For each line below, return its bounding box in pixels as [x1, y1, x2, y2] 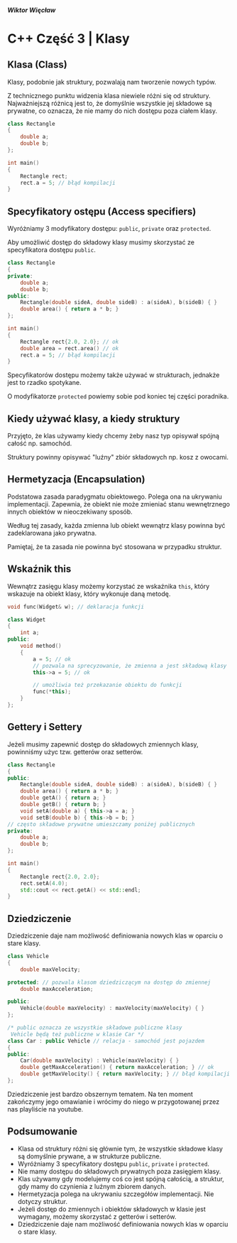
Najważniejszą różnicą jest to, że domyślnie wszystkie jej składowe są [7, 99, 212, 107]
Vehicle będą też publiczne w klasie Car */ [10, 1031, 144, 1038]
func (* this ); [33, 688, 72, 695]
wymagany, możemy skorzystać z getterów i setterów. [17, 1212, 177, 1221]
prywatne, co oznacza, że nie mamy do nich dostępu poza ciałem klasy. [7, 107, 218, 115]
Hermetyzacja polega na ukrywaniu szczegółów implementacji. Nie [17, 1190, 214, 1198]
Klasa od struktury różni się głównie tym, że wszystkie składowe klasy [17, 1144, 224, 1153]
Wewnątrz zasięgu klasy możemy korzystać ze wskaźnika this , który [7, 582, 210, 590]
